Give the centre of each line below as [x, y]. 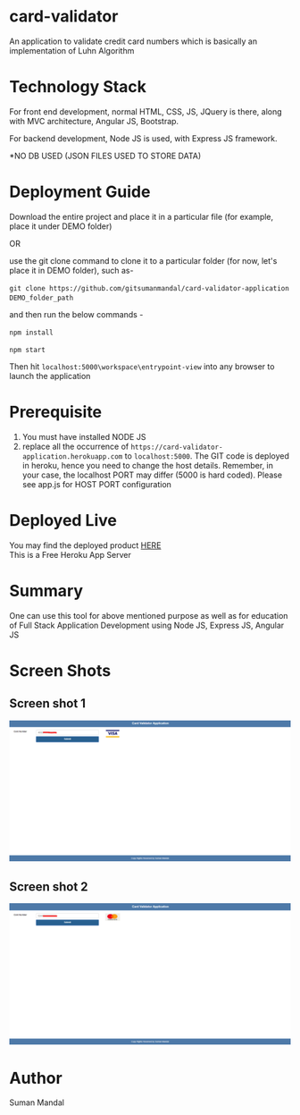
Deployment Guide [80, 192]
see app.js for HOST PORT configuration [97, 484]
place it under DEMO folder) [61, 226]
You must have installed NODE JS [84, 436]
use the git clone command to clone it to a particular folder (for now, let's [143, 260]
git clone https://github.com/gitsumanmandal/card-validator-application [150, 288]
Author [36, 1078]
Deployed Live [63, 520]
